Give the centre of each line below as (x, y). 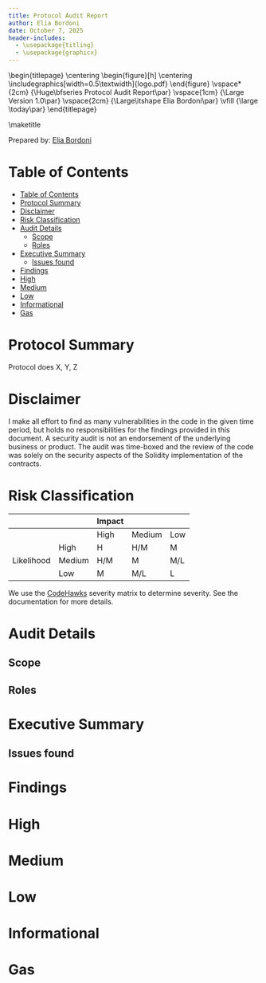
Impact (110, 521)
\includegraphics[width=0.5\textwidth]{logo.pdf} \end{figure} (109, 84)
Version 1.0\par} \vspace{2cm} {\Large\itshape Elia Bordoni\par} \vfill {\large (133, 101)
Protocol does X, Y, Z (43, 366)
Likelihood (31, 560)
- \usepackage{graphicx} (57, 53)
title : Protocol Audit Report (59, 16)
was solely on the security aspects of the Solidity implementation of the (126, 455)
